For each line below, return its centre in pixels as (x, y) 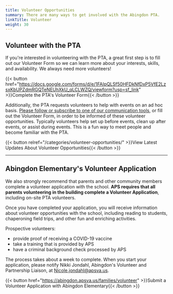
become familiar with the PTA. (37, 132)
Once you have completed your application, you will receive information (81, 207)
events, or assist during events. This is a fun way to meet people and (78, 127)
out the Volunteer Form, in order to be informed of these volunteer (75, 116)
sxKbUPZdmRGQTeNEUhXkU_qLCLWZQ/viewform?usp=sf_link (72, 90)
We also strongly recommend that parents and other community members (84, 181)
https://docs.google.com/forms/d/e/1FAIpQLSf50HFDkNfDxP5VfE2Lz (92, 84)
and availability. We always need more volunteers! (58, 69)
